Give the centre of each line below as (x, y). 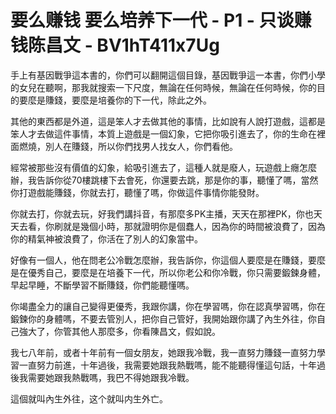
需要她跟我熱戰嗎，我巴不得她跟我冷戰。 (111, 377)
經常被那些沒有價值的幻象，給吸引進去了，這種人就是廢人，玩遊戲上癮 (155, 167)
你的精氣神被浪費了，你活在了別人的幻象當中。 (106, 238)
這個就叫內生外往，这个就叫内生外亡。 (89, 398)
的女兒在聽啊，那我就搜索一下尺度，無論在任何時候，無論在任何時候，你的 (163, 87)
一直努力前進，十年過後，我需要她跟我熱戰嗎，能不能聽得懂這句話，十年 (167, 365)
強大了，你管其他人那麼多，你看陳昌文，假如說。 (119, 331)
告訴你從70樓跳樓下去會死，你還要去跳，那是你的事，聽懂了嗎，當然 (177, 180)
